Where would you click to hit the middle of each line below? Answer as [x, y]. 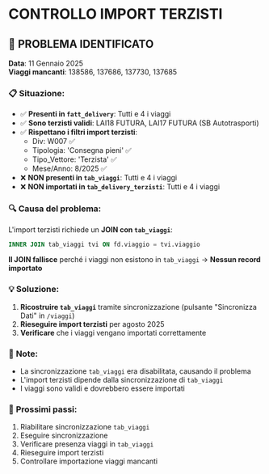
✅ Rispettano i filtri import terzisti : [79, 132]
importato [25, 269]
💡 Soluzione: [34, 290]
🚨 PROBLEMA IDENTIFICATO [81, 44]
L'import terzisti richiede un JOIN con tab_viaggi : [90, 229]
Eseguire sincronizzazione [64, 436]
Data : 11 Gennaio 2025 [46, 63]
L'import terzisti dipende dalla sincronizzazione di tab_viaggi [122, 380]
